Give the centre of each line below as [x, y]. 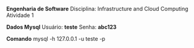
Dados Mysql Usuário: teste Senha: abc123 [62, 27]
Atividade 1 [20, 15]
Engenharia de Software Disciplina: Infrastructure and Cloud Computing [97, 9]
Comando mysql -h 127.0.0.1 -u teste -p [56, 39]
